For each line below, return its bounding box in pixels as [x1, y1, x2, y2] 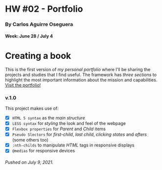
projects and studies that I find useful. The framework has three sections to [5, 72, 157, 77]
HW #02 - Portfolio [5, 3, 83, 15]
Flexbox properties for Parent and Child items [12, 126, 106, 132]
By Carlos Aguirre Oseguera [5, 21, 73, 28]
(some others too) [12, 137, 49, 143]
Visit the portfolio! [5, 82, 41, 88]
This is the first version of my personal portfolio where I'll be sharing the [5, 66, 151, 72]
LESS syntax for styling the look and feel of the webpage [12, 121, 126, 126]
